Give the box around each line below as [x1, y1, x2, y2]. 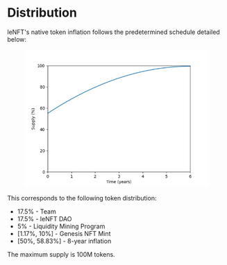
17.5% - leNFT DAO [17, 214, 72, 223]
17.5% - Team [17, 207, 57, 216]
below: [7, 35, 26, 43]
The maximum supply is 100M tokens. [7, 250, 116, 258]
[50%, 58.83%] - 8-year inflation [17, 237, 112, 245]
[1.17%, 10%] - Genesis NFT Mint [17, 229, 111, 237]
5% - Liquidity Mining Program [17, 222, 106, 230]
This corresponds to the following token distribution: [7, 194, 157, 202]
